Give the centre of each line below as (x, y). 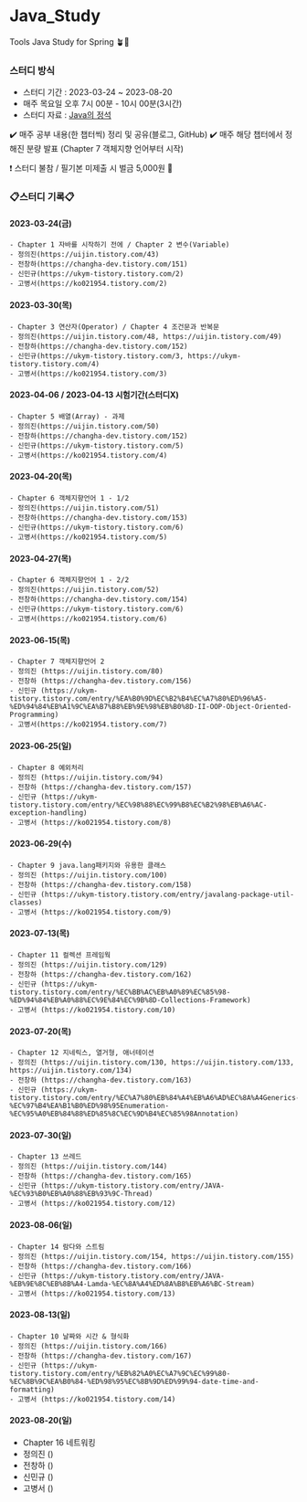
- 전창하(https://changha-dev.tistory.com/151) (99, 264)
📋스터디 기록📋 (42, 197)
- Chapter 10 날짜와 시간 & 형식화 (69, 1336)
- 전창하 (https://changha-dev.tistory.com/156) (101, 682)
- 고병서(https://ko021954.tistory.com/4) (89, 455)
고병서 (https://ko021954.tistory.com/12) (97, 1204)
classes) (26, 902)
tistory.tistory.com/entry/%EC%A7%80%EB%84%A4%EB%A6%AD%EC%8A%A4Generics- (155, 1098)
